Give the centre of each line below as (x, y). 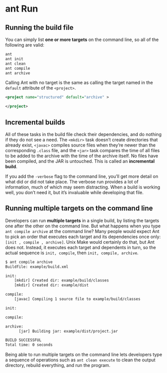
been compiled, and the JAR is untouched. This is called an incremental (80, 161)
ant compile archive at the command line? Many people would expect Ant (82, 231)
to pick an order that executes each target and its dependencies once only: (83, 237)
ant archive (18, 73)
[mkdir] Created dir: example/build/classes (62, 281)
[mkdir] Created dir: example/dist (52, 285)
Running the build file (39, 28)
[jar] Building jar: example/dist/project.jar (68, 331)
